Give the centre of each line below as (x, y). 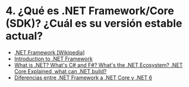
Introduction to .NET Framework (53, 59)
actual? (24, 36)
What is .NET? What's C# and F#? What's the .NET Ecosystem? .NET (98, 65)
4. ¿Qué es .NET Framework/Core (90, 11)
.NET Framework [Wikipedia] (49, 52)
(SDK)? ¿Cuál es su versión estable (94, 23)
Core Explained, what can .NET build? (60, 71)
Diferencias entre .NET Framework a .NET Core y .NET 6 (83, 78)
